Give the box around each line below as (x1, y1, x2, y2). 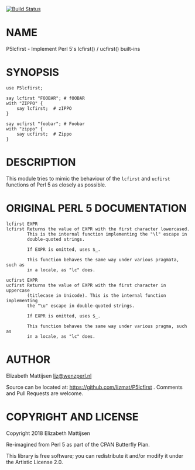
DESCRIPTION (6, 155, 76, 169)
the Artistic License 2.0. (6, 458, 63, 465)
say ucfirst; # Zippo (16, 131, 72, 137)
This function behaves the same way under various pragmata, (27, 257, 180, 262)
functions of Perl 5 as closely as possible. (6, 181, 107, 188)
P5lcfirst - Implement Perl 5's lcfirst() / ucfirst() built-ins (6, 45, 141, 52)
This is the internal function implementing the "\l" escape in (27, 231, 187, 237)
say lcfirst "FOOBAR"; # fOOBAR (6, 95, 85, 101)
